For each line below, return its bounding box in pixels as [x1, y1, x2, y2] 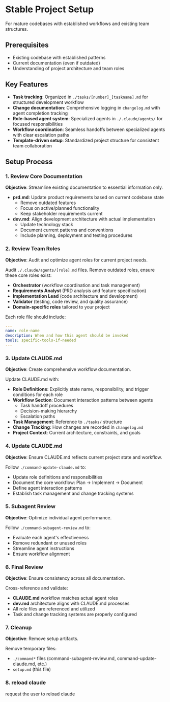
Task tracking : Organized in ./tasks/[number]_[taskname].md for [12, 94, 149, 100]
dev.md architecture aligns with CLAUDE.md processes [12, 600, 130, 607]
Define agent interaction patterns [12, 485, 82, 491]
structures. [5, 26, 28, 32]
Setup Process [5, 157, 53, 166]
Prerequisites [5, 41, 49, 50]
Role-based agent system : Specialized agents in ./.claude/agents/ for [12, 115, 163, 121]
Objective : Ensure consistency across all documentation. [5, 575, 125, 581]
